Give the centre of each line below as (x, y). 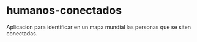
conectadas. (22, 33)
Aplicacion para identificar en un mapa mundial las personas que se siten (99, 27)
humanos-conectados (64, 10)
